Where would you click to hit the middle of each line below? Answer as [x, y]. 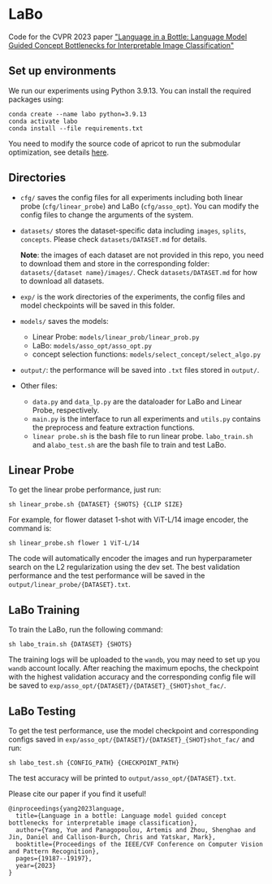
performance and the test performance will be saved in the [107, 575]
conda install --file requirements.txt [76, 128]
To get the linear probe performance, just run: [85, 490]
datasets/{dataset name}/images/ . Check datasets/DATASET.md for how [139, 272]
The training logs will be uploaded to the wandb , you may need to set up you [134, 659]
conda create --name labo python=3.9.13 [78, 114]
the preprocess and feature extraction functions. [113, 427]
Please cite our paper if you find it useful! [77, 794]
